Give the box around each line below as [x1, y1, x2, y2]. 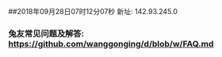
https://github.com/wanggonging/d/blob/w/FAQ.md [8, 38, 214, 49]
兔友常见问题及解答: [8, 28, 85, 39]
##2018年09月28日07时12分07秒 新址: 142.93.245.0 [8, 7, 178, 16]
